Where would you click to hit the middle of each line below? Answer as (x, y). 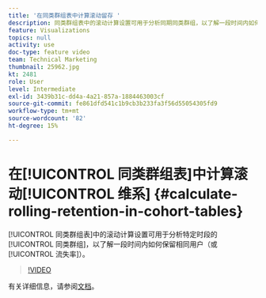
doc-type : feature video (49, 52)
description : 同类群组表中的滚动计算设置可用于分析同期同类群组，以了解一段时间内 (129, 23)
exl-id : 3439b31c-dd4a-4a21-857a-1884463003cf (86, 96)
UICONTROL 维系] (91, 194)
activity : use (32, 45)
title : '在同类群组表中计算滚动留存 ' (65, 15)
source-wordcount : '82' (47, 119)
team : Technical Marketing (53, 60)
